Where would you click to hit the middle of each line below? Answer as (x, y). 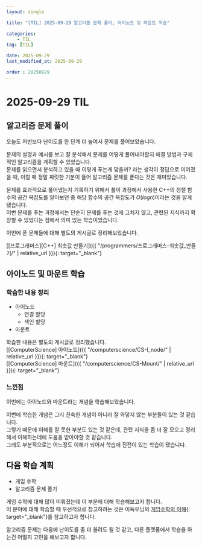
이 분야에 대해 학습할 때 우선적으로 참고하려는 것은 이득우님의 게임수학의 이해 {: (98, 509)
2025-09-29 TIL (48, 102)
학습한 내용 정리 (28, 293)
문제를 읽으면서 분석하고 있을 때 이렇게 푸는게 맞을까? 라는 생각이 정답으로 (93, 169)
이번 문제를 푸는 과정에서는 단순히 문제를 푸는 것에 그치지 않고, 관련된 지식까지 (98, 212)
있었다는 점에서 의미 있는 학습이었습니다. (71, 220)
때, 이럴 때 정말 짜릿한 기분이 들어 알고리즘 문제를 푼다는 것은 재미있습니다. (100, 177)
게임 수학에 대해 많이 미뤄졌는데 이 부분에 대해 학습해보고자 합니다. (84, 501)
